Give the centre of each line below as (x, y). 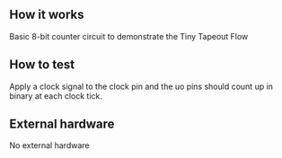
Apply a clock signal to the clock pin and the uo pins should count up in (141, 86)
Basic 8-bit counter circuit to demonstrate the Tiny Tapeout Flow (129, 36)
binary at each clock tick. (56, 96)
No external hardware (49, 145)
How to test (42, 65)
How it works (47, 15)
